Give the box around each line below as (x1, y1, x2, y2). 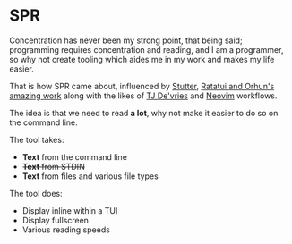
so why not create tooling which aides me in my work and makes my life (9, 54, 275, 64)
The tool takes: (9, 134, 64, 145)
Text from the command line (21, 151, 128, 162)
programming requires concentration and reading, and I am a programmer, (9, 44, 284, 55)
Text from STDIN (21, 161, 85, 172)
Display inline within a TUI (21, 205, 118, 215)
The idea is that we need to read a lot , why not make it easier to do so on (9, 107, 279, 118)
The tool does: (9, 188, 63, 198)
